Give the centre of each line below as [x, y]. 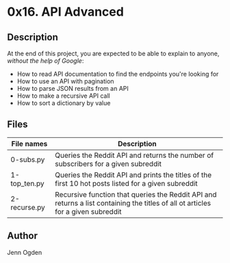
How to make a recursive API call [64, 96]
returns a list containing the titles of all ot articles [132, 203]
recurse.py [28, 207]
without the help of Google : [46, 61]
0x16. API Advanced [66, 12]
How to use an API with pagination [65, 81]
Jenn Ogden [25, 252]
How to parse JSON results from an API [73, 88]
